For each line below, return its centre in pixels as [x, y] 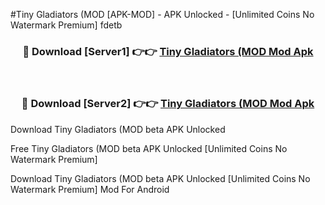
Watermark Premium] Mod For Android [90, 189]
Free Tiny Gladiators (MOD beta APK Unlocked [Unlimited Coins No [149, 148]
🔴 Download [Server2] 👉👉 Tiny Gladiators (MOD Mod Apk [168, 104]
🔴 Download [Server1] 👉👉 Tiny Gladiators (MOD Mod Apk [168, 51]
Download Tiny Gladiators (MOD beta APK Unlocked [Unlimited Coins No [160, 178]
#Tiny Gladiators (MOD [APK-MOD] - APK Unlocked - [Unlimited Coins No [162, 14]
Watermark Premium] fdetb [66, 25]
